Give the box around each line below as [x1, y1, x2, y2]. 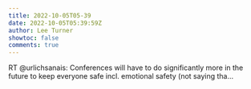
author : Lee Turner [8, 26, 74, 34]
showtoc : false [8, 33, 59, 42]
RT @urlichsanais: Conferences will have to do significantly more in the [8, 63, 244, 72]
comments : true [8, 41, 59, 49]
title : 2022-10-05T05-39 [8, 11, 91, 20]
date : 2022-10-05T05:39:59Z [8, 19, 103, 27]
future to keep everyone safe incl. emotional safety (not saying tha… [8, 72, 234, 81]
